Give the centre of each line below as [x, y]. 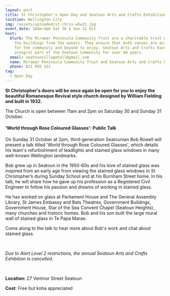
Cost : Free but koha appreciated [39, 288]
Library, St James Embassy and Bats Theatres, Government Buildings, [78, 202]
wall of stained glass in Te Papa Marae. [46, 218]
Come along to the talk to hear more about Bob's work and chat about [78, 228]
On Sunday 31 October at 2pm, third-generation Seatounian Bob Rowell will [83, 140]
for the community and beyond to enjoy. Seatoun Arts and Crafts [85, 48]
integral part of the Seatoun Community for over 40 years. [79, 52]
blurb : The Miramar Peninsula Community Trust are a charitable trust [86, 39]
